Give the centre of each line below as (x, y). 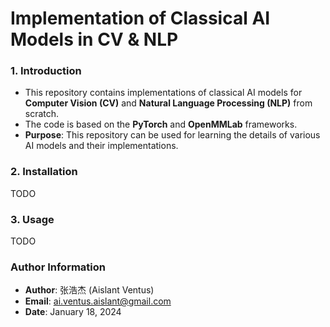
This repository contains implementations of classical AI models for (163, 93)
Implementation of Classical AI (140, 18)
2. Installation (44, 172)
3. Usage (32, 219)
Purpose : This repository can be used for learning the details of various (172, 135)
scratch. (42, 114)
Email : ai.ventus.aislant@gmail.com (98, 301)
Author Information (58, 267)
